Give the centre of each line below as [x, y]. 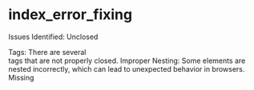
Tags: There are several [47, 52]
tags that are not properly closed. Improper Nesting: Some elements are [127, 61]
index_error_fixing [71, 15]
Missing [21, 77]
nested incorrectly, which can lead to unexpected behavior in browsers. [127, 68]
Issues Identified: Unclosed [53, 37]
